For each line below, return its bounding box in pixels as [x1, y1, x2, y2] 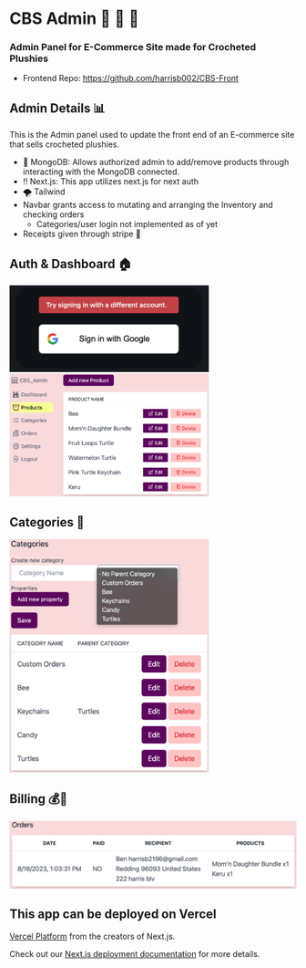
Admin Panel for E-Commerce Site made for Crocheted [9, 41, 257, 54]
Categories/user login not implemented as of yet [36, 219, 219, 230]
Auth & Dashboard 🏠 [9, 255, 132, 272]
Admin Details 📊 [9, 100, 107, 116]
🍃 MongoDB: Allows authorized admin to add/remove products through [22, 157, 290, 168]
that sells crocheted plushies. [9, 139, 120, 150]
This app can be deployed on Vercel [9, 907, 217, 922]
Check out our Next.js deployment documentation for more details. [9, 948, 260, 959]
